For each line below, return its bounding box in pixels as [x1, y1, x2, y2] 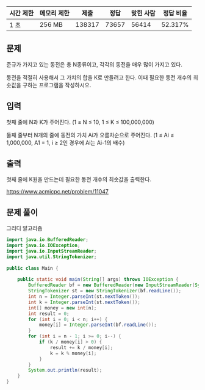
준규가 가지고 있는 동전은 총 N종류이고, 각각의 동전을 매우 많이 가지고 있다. [6, 60, 183, 68]
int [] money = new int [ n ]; [28, 305, 97, 311]
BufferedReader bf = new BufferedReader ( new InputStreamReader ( [28, 282, 195, 289]
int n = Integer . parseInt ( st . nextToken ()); [28, 294, 140, 300]
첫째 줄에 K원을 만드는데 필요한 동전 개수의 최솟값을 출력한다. [6, 176, 151, 183]
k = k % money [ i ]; [49, 350, 97, 356]
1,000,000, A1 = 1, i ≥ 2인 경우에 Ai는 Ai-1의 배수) [6, 139, 125, 146]
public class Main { [6, 265, 59, 271]
